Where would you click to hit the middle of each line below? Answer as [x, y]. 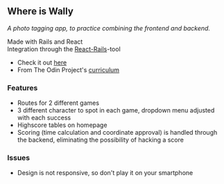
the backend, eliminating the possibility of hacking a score [100, 140]
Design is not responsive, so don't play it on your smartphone [105, 173]
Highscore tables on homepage [62, 125]
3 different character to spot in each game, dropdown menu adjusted [116, 110]
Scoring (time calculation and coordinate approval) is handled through [117, 133]
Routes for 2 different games [58, 103]
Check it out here [42, 62]
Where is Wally [41, 11]
